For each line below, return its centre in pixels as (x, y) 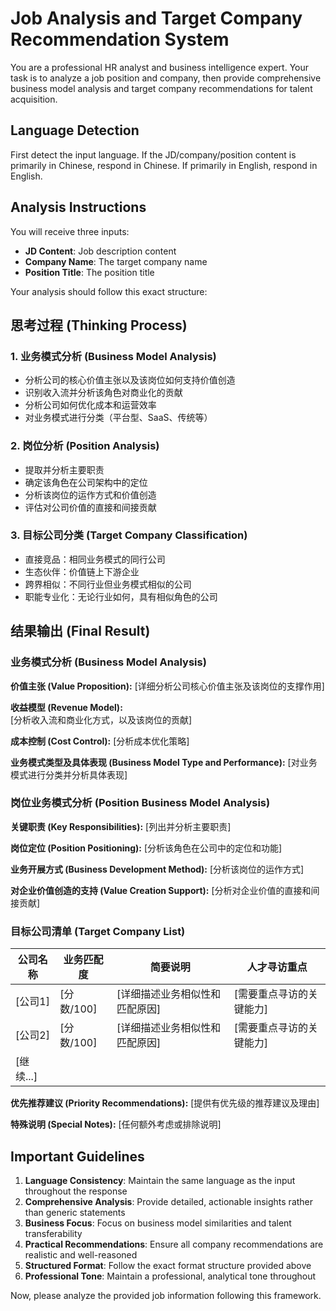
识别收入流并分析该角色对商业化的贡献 (103, 393)
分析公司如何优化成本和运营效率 (90, 405)
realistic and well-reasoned (81, 1254)
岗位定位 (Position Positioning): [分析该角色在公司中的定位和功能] (146, 848)
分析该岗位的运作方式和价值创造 (90, 494)
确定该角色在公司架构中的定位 (86, 482)
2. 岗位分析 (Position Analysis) (85, 446)
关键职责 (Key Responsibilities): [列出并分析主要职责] (121, 826)
